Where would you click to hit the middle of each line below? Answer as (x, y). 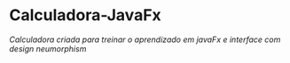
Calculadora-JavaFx (85, 15)
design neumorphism (48, 48)
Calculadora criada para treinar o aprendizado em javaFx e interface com (145, 39)
